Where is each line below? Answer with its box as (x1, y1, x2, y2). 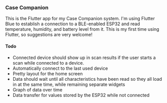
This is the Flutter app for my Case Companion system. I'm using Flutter (5, 16, 155, 22)
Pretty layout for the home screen (12, 70, 83, 77)
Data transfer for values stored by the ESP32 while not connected (12, 92, 150, 98)
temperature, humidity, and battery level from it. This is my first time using (5, 26, 159, 32)
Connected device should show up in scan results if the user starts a (12, 55, 156, 61)
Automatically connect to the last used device (12, 65, 108, 71)
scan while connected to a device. (12, 60, 85, 66)
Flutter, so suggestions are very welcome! (5, 32, 93, 38)
